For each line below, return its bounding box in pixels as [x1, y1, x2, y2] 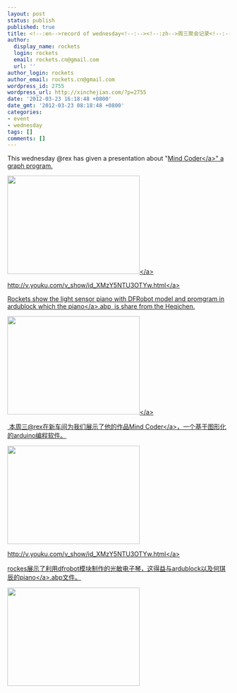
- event [7, 115, 30, 122]
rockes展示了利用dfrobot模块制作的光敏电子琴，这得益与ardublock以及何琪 [7, 565, 226, 573]
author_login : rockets [7, 69, 74, 76]
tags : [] [7, 128, 33, 135]
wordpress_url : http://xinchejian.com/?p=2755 [7, 89, 147, 96]
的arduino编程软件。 [7, 431, 67, 440]
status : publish [7, 17, 55, 24]
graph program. [7, 161, 53, 170]
